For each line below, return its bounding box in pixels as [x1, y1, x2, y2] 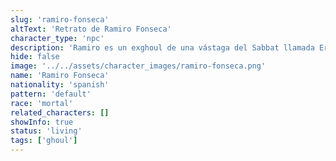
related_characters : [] [10, 107, 110, 118]
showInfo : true [10, 117, 74, 127]
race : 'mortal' [10, 98, 74, 108]
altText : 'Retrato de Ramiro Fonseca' [10, 24, 172, 34]
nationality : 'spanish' [10, 80, 110, 90]
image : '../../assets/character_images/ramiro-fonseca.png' [10, 61, 267, 71]
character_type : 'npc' [10, 33, 105, 43]
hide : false [10, 52, 60, 62]
